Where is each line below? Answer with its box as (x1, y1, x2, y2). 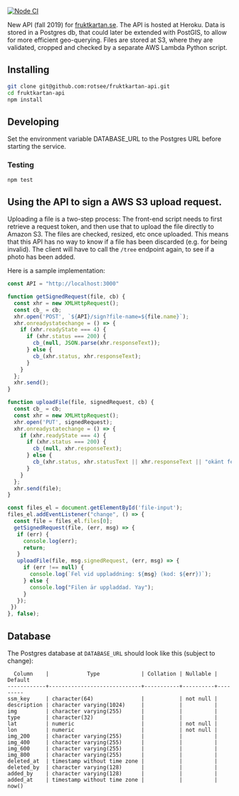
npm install (7, 96, 43, 103)
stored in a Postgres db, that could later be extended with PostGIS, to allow (7, 29, 228, 36)
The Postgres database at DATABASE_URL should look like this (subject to (7, 649, 216, 658)
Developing (7, 115, 59, 128)
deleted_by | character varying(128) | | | (7, 764, 218, 771)
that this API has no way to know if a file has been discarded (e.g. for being (7, 237, 228, 246)
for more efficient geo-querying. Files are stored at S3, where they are (7, 36, 213, 44)
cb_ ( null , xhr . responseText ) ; (33, 445, 122, 453)
